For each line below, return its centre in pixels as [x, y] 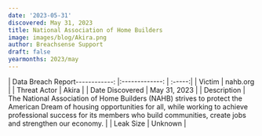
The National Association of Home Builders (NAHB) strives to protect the [126, 98]
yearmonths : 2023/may [44, 60]
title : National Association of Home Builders [86, 30]
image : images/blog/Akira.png [58, 37]
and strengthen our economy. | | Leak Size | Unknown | [97, 123]
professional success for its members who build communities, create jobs [127, 115]
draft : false [29, 52]
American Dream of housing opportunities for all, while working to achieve [128, 106]
